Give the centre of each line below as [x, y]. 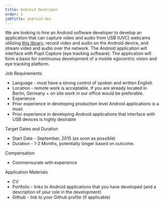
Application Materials [27, 172]
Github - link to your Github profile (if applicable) [61, 197]
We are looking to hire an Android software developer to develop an [73, 33]
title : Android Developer [31, 10]
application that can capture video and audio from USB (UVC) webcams [78, 38]
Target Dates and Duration [32, 129]
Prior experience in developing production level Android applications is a [86, 104]
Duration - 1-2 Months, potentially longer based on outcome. [73, 144]
